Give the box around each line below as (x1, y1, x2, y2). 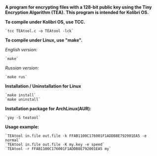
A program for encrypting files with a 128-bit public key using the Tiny (5, 4, 152, 10)
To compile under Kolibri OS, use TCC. (5, 19, 85, 25)
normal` (5, 138, 21, 143)
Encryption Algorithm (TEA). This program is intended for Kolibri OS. (5, 9, 149, 15)
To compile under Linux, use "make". (5, 37, 83, 43)
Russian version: (5, 65, 39, 71)
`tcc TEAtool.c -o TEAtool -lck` (5, 29, 74, 34)
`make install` (5, 93, 37, 98)
